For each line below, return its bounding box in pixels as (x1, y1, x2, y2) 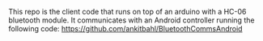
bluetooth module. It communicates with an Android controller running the (8, 15, 255, 25)
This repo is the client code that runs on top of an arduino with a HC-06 (8, 7, 247, 16)
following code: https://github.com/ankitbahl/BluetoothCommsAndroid (8, 24, 243, 33)
